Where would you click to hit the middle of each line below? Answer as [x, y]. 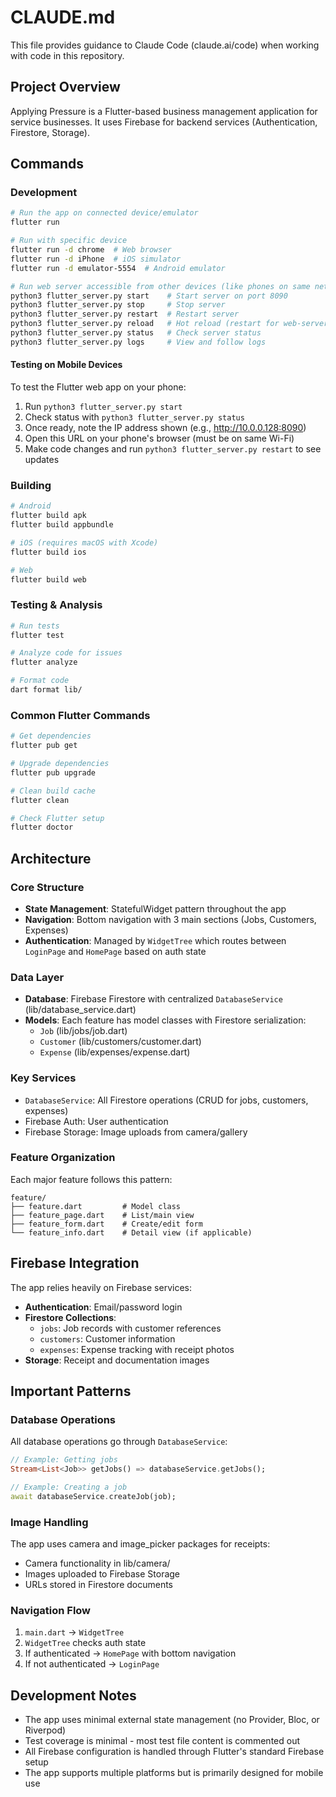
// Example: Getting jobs [64, 1460]
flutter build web [48, 579]
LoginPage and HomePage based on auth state [115, 951]
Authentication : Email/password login [103, 1307]
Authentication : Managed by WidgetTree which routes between [155, 940]
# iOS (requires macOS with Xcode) [84, 542]
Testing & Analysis [56, 605]
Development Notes [73, 1695]
